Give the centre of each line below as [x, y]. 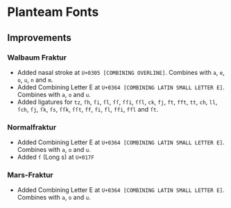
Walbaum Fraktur [37, 58]
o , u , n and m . [35, 80]
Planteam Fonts [53, 12]
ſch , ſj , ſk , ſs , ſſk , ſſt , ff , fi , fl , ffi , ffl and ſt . [87, 109]
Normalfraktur [32, 127]
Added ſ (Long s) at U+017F [56, 157]
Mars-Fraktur [30, 175]
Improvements [39, 38]
